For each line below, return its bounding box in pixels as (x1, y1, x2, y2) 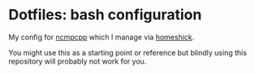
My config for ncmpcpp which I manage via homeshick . (8, 32, 195, 42)
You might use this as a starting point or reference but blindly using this (8, 47, 248, 57)
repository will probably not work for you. (8, 56, 147, 66)
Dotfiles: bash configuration (8, 6, 202, 24)
